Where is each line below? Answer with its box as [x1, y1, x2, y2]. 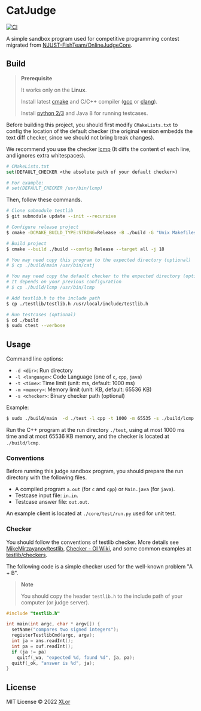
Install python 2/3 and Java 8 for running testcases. [20, 109, 148, 117]
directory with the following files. [6, 474, 87, 481]
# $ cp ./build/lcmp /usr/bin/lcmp [6, 285, 95, 291]
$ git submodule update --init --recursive [6, 213, 117, 219]
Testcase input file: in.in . [14, 492, 79, 499]
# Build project [6, 240, 47, 246]
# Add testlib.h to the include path [6, 295, 100, 301]
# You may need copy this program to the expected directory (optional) [6, 257, 191, 263]
